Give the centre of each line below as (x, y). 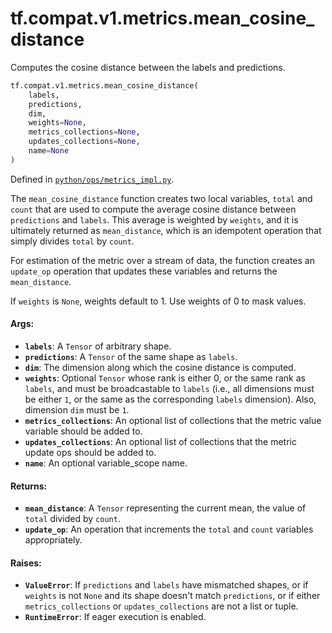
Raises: (26, 563)
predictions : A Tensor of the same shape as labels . (131, 357)
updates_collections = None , (84, 142)
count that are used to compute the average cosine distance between (153, 209)
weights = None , (57, 123)
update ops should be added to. (90, 453)
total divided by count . (72, 519)
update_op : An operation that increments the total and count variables (169, 529)
